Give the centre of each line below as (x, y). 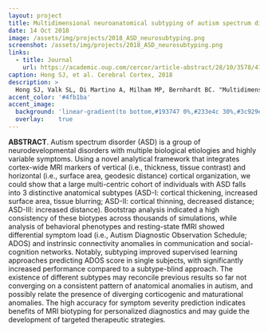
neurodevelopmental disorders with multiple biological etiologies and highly (132, 150)
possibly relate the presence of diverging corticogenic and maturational (126, 294)
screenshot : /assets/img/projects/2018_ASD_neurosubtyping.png (116, 45)
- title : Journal (44, 61)
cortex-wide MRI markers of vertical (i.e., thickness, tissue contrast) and (127, 167)
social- (242, 243)
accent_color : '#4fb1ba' (49, 97)
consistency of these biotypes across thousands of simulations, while (123, 218)
